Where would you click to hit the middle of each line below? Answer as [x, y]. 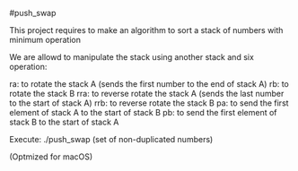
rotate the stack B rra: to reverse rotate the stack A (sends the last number [147, 94]
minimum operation [45, 40]
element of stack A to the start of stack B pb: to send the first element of [143, 112]
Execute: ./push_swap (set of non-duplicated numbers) [111, 139]
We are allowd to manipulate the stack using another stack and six [131, 57]
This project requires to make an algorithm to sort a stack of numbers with [146, 30]
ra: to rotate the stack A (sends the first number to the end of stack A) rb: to [149, 84]
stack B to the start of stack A [64, 122]
